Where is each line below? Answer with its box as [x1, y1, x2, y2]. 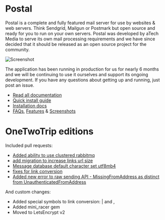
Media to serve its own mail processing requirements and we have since [5, 36, 155, 42]
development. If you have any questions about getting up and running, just [5, 77, 160, 83]
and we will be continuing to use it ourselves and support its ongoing [5, 71, 148, 77]
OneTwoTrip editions [5, 126, 94, 137]
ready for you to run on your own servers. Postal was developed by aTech [5, 30, 159, 36]
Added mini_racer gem [12, 204, 60, 210]
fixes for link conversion [12, 168, 63, 174]
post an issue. [5, 82, 34, 88]
